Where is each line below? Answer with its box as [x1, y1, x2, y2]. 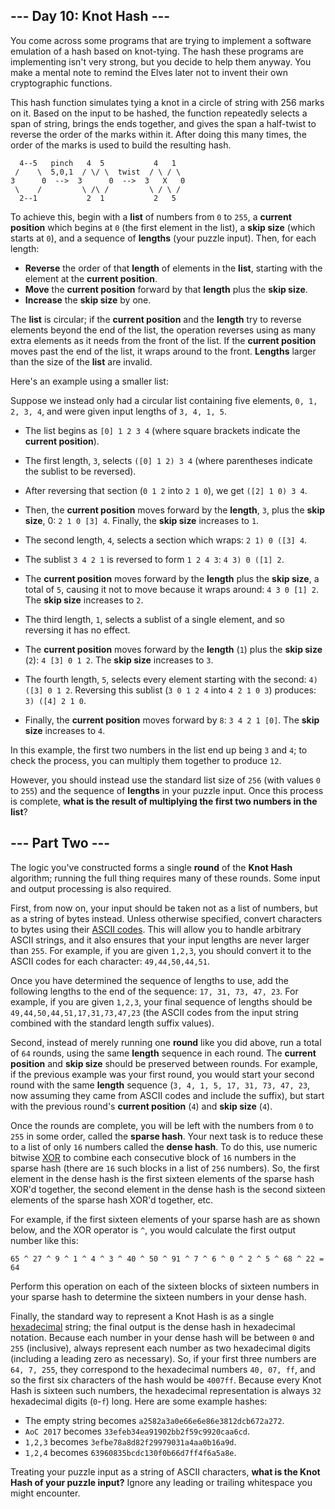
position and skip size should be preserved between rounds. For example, [10, 1057, 318, 1069]
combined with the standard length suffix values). [10, 1017, 215, 1029]
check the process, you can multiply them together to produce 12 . [10, 754, 282, 766]
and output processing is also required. [10, 882, 172, 894]
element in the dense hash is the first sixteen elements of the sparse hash [10, 1172, 315, 1184]
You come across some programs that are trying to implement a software [10, 34, 312, 46]
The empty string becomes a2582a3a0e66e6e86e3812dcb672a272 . [24, 1414, 285, 1426]
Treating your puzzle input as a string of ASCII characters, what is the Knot [10, 1465, 321, 1478]
